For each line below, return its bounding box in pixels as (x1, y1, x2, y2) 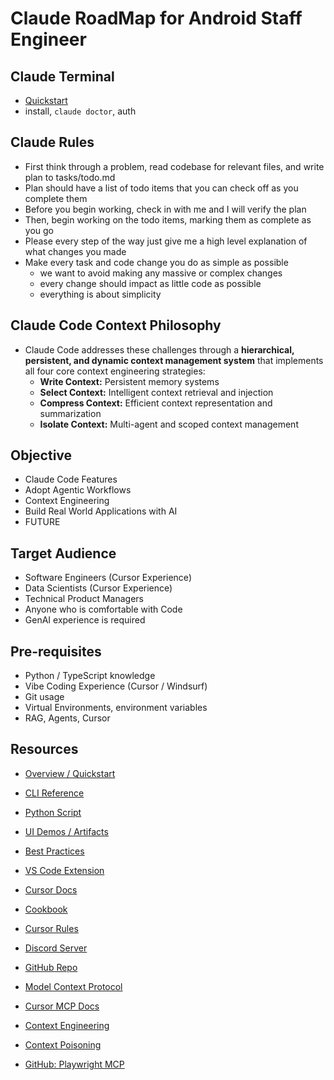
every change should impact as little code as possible (39, 277, 262, 289)
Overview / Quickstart (24, 767, 116, 779)
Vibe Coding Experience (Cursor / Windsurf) (24, 680, 208, 692)
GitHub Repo (24, 961, 78, 973)
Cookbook (24, 903, 68, 915)
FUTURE (24, 516, 61, 528)
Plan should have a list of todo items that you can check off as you (24, 182, 299, 194)
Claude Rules (10, 134, 95, 151)
